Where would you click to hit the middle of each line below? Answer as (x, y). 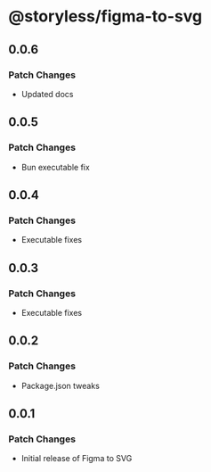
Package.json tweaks (60, 385)
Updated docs (47, 94)
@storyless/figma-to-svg (105, 17)
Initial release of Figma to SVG (77, 459)
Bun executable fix (55, 167)
